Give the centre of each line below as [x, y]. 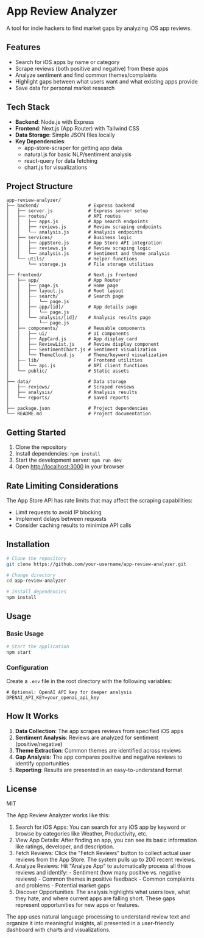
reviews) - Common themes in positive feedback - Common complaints [105, 879]
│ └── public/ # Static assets [68, 371]
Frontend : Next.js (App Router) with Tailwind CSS [77, 128]
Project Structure [40, 186]
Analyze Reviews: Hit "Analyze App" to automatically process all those [103, 866]
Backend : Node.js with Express [55, 122]
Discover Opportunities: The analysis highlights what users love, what [103, 892]
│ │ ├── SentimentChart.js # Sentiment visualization [81, 350]
